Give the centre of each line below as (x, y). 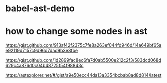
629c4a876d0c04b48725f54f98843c (44, 66)
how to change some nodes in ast (76, 32)
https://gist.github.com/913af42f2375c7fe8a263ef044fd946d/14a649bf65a (83, 45)
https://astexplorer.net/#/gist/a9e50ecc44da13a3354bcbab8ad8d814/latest (83, 75)
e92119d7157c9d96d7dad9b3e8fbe (42, 51)
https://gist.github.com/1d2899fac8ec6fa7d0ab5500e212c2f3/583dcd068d (83, 60)
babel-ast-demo (40, 9)
